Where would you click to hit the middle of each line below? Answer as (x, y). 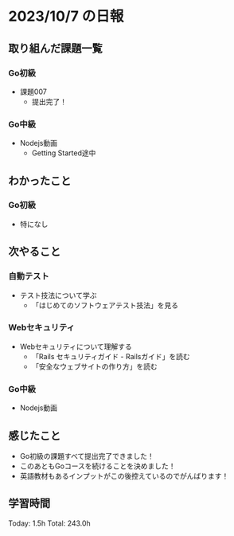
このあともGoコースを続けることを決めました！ (97, 466)
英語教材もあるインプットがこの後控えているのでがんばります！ (124, 475)
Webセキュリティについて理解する (76, 346)
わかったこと (40, 180)
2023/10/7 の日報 (66, 16)
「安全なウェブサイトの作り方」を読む (94, 366)
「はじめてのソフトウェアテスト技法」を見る (105, 305)
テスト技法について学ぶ (58, 295)
